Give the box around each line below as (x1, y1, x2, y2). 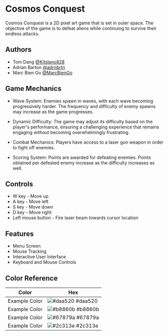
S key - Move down (12, 204, 54, 210)
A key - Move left (12, 198, 49, 205)
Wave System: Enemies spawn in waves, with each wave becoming (12, 97, 153, 104)
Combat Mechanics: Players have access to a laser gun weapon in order (12, 139, 163, 145)
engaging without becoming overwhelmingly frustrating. (12, 129, 130, 135)
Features (5, 229, 34, 238)
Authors (5, 45, 32, 54)
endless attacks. (5, 30, 39, 37)
